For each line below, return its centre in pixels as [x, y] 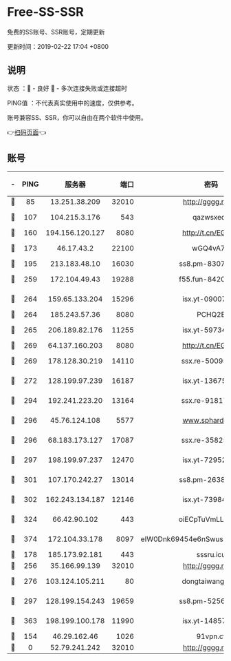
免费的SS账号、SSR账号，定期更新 [56, 32]
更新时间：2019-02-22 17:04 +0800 [58, 46]
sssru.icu [211, 554]
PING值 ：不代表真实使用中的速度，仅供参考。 [73, 103]
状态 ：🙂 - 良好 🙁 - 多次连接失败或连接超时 [67, 88]
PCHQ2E [211, 314]
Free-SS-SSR [45, 12]
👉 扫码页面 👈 [27, 132]
